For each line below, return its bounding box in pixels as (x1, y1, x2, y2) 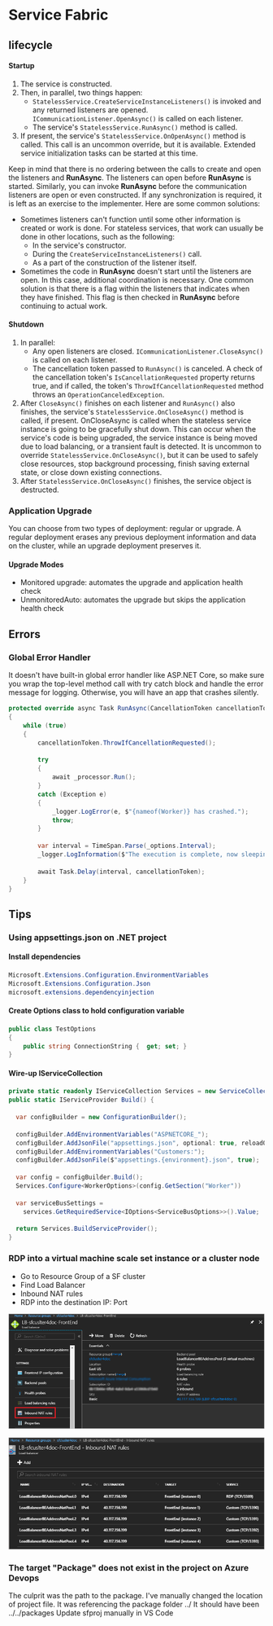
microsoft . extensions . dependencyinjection (8, 988, 154, 996)
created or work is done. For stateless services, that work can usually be (19, 222, 264, 233)
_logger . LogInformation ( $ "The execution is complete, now (37, 850, 238, 859)
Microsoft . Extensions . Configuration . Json (8, 979, 151, 987)
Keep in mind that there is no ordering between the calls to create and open (8, 164, 262, 174)
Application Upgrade (8, 505, 93, 516)
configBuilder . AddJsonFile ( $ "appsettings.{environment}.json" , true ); (15, 1156, 260, 1164)
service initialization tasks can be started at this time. (19, 148, 198, 158)
